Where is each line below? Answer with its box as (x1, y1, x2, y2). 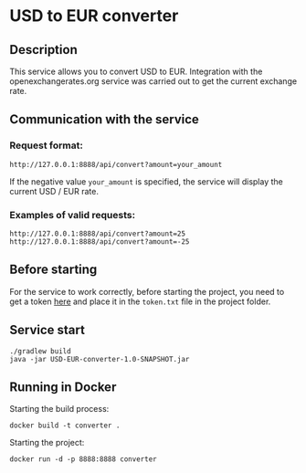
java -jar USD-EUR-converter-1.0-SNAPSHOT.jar (9, 354, 190, 363)
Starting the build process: (9, 404, 110, 415)
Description (9, 42, 78, 58)
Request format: (9, 139, 84, 152)
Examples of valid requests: (9, 208, 135, 221)
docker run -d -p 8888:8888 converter (9, 455, 157, 464)
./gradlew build (9, 346, 71, 356)
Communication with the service (9, 111, 199, 128)
